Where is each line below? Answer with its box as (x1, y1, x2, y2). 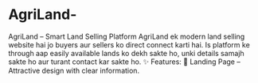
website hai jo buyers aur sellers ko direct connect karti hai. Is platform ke (8, 40, 251, 49)
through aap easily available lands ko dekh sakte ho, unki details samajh (8, 48, 244, 58)
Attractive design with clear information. (8, 66, 140, 75)
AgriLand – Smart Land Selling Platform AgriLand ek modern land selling (8, 32, 245, 41)
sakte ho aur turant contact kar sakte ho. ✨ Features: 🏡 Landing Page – (8, 57, 240, 66)
